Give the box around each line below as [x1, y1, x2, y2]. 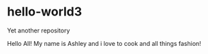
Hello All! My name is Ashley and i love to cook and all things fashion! [7, 39, 201, 47]
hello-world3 [7, 4, 83, 20]
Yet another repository [7, 26, 70, 34]
